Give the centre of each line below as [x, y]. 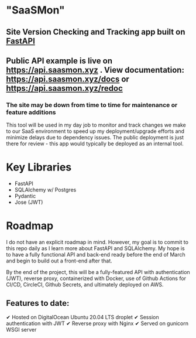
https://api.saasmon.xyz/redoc [64, 88]
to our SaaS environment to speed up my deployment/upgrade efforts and [95, 131]
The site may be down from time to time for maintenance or [92, 105]
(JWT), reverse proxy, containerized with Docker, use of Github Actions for [96, 278]
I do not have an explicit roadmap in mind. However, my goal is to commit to [97, 242]
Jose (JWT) [29, 202]
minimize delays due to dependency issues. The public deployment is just [95, 138]
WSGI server [21, 329]
